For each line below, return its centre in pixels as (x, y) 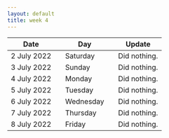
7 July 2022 (31, 113)
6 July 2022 (31, 101)
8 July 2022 (31, 124)
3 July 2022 (31, 67)
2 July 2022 (31, 55)
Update (138, 44)
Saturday (80, 55)
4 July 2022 (31, 78)
